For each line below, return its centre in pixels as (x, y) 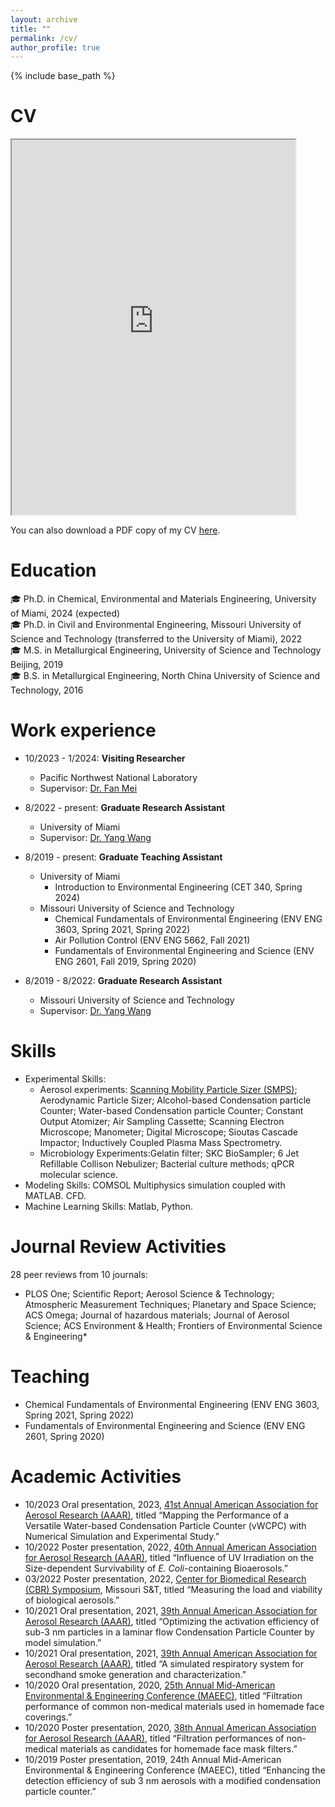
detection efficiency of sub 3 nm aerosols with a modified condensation (173, 1780)
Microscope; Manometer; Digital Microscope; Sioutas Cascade (168, 1132)
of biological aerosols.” (72, 1600)
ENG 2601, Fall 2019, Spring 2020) (125, 962)
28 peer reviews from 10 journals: (79, 1274)
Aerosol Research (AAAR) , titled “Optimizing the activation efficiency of (172, 1621)
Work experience (83, 730)
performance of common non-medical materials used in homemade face (174, 1706)
